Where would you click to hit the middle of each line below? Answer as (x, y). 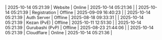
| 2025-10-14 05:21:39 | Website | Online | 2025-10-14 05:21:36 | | (71, 7)
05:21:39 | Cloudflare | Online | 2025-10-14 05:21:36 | (59, 33)
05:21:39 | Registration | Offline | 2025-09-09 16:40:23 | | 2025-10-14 (81, 12)
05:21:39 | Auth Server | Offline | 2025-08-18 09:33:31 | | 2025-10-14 (74, 17)
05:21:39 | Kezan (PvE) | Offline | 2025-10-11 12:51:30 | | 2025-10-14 (73, 22)
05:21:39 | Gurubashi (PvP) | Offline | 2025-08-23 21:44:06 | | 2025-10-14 (79, 28)
